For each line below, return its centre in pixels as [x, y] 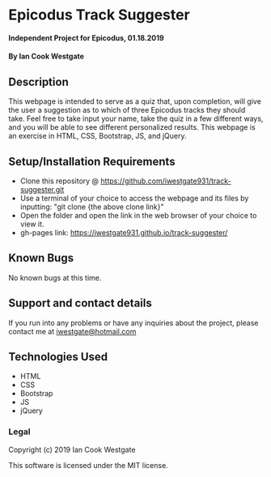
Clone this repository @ [59, 181]
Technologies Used [58, 357]
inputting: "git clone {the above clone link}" [92, 207]
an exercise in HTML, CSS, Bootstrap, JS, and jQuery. [97, 136]
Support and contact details [80, 303]
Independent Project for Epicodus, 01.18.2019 [86, 37]
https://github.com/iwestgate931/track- [166, 181]
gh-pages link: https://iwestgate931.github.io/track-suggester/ [124, 232]
